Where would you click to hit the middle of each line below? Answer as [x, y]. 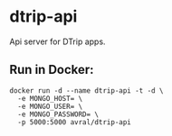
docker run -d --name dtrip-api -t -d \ [87, 91]
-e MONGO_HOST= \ [50, 98]
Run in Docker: [52, 70]
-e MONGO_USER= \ [50, 106]
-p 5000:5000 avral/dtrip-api [74, 122]
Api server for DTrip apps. [57, 41]
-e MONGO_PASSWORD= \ [58, 114]
